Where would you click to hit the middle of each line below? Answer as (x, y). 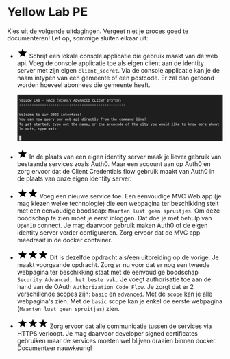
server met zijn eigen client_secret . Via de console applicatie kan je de (118, 70)
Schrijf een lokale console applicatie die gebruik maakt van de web (124, 56)
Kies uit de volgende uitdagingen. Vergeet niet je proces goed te (98, 31)
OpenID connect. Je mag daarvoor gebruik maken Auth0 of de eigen (112, 225)
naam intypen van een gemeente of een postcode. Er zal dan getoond (115, 78)
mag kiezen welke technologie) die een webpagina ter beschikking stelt (118, 203)
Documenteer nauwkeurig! (54, 348)
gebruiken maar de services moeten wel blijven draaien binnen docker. (117, 340)
